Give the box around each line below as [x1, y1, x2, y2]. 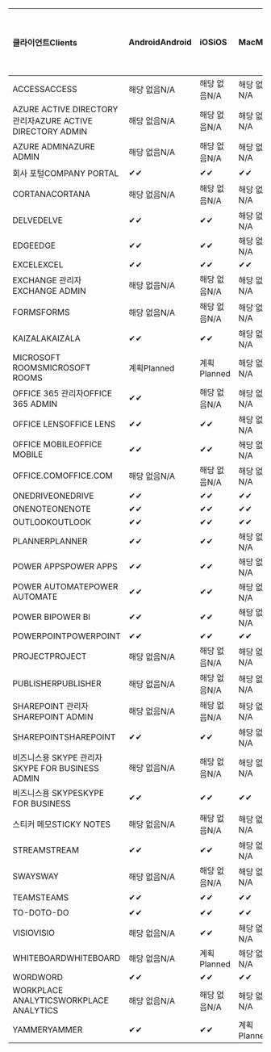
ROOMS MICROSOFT [12, 363, 91, 373]
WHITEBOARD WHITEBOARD [12, 953, 121, 963]
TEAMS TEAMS [12, 892, 69, 903]
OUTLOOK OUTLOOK [12, 517, 92, 527]
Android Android [128, 36, 192, 48]
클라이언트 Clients [12, 37, 78, 48]
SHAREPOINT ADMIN [12, 711, 94, 722]
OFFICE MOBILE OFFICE [12, 439, 102, 450]
